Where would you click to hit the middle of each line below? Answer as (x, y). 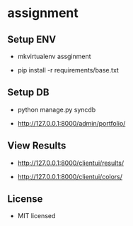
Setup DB (28, 93)
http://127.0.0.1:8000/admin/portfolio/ (71, 123)
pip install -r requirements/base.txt (68, 70)
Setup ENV (32, 39)
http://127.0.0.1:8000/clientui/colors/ (70, 176)
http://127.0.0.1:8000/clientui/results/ (71, 163)
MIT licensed (36, 216)
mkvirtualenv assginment (54, 56)
